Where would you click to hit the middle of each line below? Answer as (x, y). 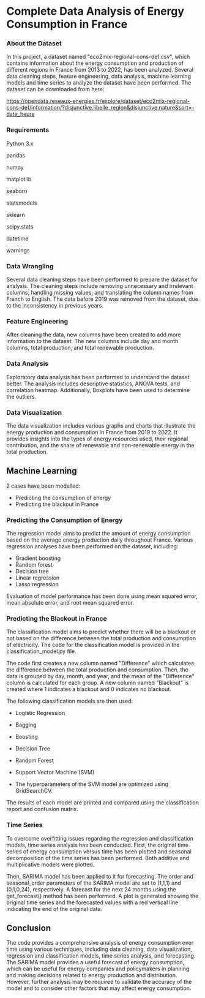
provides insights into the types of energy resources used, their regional (97, 439)
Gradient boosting (38, 558)
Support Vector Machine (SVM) (55, 773)
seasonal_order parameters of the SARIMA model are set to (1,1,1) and (94, 883)
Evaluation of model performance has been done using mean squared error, (102, 596)
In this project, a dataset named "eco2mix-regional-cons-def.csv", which (98, 57)
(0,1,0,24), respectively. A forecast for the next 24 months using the (91, 889)
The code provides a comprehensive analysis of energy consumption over (100, 943)
